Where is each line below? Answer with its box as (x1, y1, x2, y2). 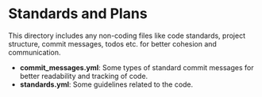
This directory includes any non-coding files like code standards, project (8, 31, 246, 40)
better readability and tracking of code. (19, 71, 148, 80)
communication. (8, 47, 61, 57)
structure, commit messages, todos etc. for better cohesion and (8, 39, 217, 48)
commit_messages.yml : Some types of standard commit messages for (19, 62, 254, 72)
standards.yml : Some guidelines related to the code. (19, 80, 194, 89)
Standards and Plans (8, 5, 148, 23)
